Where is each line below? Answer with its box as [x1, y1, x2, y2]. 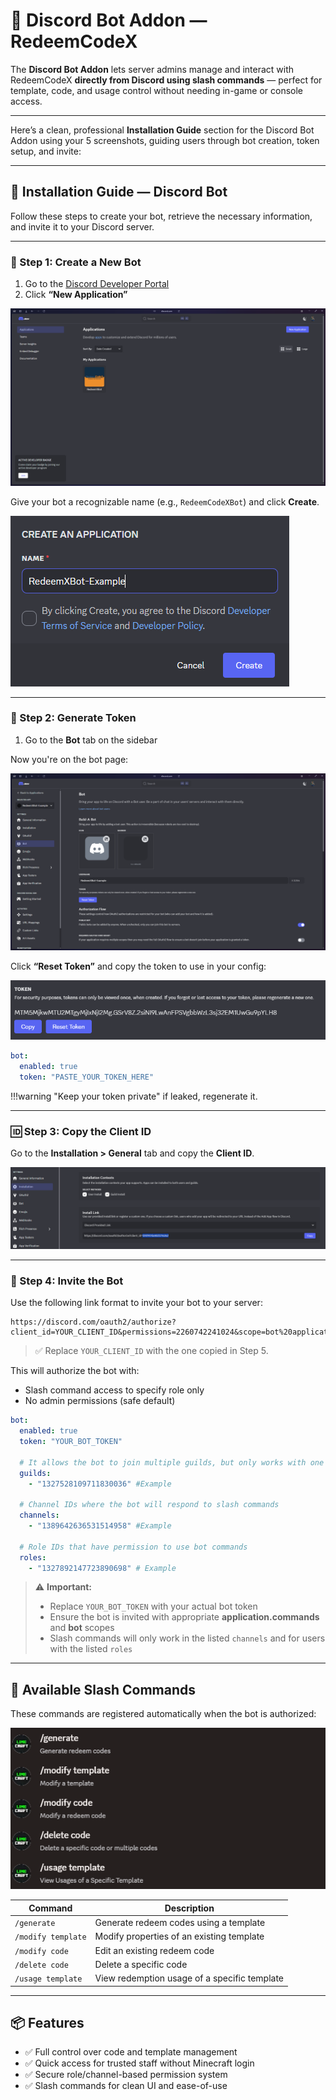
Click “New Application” [24, 289, 128, 301]
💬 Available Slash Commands [10, 1681, 197, 1698]
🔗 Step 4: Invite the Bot [10, 1274, 124, 1288]
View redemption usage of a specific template [94, 1972, 285, 1984]
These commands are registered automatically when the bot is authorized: [10, 1708, 317, 1720]
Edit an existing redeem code [94, 1944, 215, 1956]
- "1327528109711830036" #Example [28, 1479, 172, 1489]
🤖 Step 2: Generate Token [10, 711, 137, 725]
